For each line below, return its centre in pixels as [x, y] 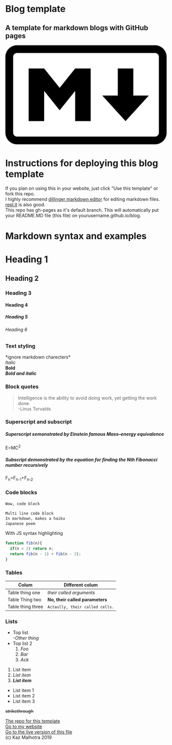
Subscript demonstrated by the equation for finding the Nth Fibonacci [81, 459]
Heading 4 [17, 305]
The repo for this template [33, 721]
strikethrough [19, 711]
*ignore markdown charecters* [38, 357]
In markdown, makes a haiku [35, 519]
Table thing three [25, 607]
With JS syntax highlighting [34, 533]
